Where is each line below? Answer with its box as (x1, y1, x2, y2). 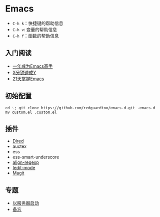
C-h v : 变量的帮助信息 (12, 26, 57, 33)
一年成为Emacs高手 (12, 63, 53, 69)
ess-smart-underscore (12, 154, 59, 160)
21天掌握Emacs (12, 76, 44, 82)
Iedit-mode (12, 165, 35, 171)
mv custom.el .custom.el (5, 110, 57, 115)
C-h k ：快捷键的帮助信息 (12, 20, 63, 26)
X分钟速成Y (12, 69, 36, 75)
